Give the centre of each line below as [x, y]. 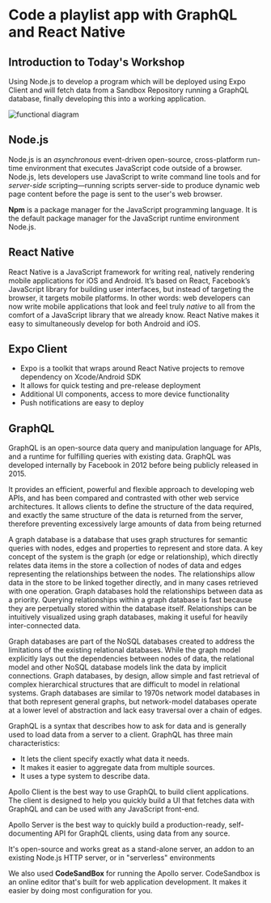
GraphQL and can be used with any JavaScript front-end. [104, 809]
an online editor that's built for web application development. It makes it [128, 882]
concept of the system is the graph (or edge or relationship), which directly [133, 557]
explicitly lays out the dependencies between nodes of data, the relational [131, 659]
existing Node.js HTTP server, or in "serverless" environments [112, 858]
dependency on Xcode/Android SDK [80, 377]
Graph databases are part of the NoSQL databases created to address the [131, 641]
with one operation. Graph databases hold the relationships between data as [136, 591]
